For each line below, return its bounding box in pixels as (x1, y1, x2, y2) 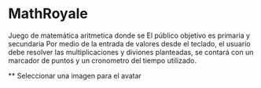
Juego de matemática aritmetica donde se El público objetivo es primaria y (8, 31, 250, 40)
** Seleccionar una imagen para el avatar (8, 71, 142, 80)
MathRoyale (8, 5, 88, 23)
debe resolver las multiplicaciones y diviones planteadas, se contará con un (8, 47, 254, 57)
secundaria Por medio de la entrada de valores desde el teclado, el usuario (8, 38, 251, 48)
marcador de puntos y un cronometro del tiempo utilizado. (8, 56, 197, 65)
